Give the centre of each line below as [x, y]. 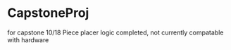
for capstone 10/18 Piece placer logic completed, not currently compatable [115, 32]
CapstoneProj [48, 13]
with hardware [28, 39]
